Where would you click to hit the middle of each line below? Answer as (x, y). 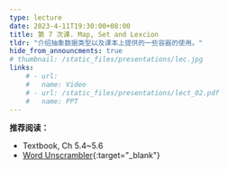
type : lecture (36, 18)
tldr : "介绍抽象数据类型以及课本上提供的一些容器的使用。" (106, 43)
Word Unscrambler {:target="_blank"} (91, 156)
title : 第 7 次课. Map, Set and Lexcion (84, 34)
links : (22, 68)
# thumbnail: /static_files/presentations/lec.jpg (106, 59)
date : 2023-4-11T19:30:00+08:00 (70, 26)
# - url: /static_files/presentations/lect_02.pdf (123, 93)
